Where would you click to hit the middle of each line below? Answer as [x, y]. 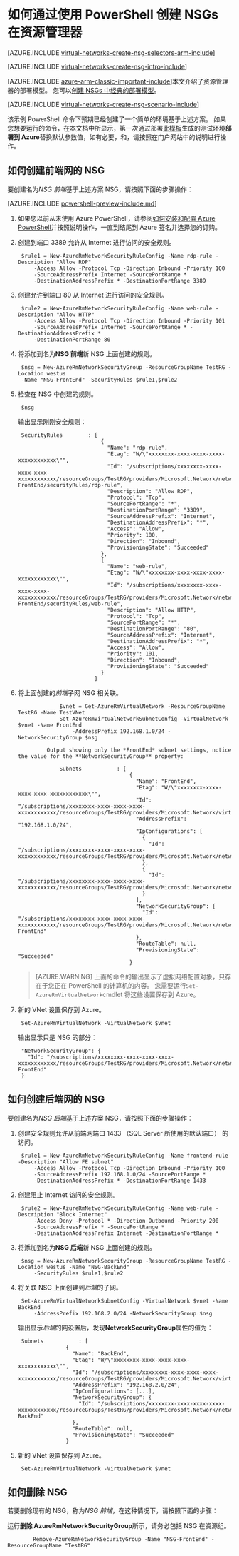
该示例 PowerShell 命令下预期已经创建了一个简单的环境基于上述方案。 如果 [117, 119]
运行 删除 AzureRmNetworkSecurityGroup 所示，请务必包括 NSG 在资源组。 [119, 1526]
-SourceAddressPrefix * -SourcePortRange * [99, 1227]
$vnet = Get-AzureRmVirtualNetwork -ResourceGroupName [142, 706]
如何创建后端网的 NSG [56, 1100]
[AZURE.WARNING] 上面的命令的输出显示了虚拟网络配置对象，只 [130, 976]
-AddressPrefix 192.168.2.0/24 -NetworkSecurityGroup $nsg [123, 1313]
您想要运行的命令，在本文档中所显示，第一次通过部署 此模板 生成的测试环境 [116, 128]
